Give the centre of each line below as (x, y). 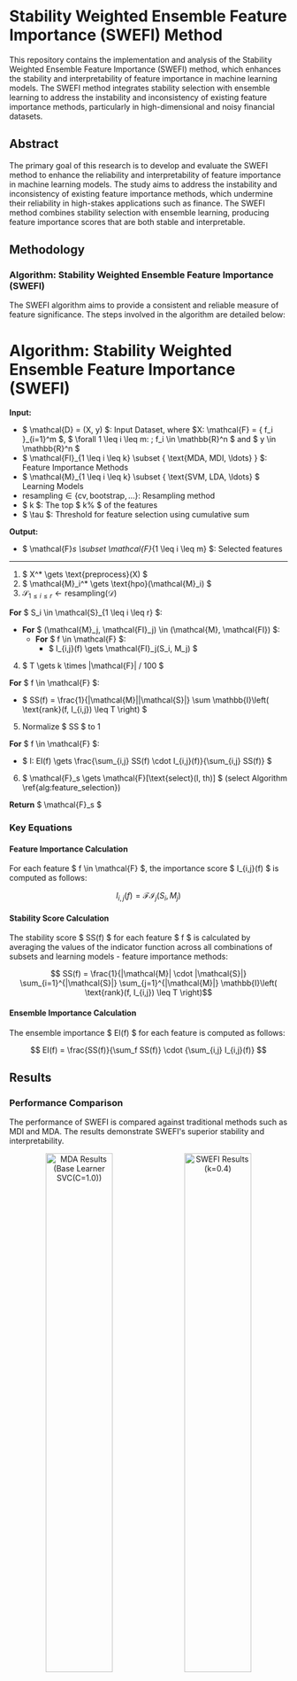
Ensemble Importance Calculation (73, 1013)
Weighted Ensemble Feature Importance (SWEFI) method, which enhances (145, 69)
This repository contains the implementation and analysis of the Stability (141, 59)
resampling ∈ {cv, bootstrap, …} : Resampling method (118, 496)
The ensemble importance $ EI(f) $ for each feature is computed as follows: (147, 1032)
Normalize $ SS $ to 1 (61, 727)
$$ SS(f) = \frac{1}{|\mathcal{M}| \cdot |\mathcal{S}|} (148, 974)
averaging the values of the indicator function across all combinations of (141, 947)
